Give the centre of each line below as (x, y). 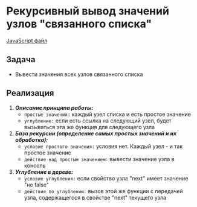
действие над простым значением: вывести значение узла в (99, 159)
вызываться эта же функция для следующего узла (89, 127)
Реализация (30, 93)
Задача (21, 59)
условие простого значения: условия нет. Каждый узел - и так (103, 146)
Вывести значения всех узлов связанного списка (79, 74)
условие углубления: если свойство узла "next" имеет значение (106, 178)
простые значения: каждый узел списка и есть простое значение (108, 114)
